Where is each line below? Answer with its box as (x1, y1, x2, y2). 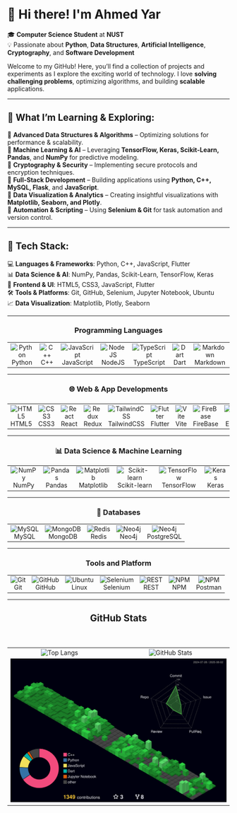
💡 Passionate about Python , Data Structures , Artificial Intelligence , (7, 40, 206, 49)
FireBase (193, 419, 219, 428)
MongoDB (48, 532, 78, 540)
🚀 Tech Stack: (7, 240, 69, 252)
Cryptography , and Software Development (7, 48, 135, 57)
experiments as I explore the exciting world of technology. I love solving (7, 69, 217, 78)
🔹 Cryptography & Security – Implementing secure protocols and (7, 160, 197, 169)
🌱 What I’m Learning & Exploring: (7, 112, 155, 124)
